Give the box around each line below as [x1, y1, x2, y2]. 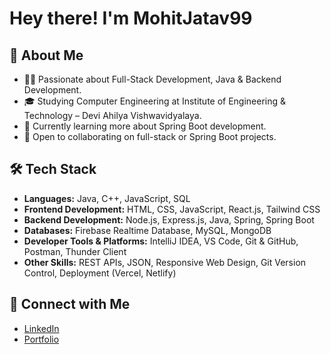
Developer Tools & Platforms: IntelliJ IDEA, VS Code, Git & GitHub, [23, 235, 299, 247]
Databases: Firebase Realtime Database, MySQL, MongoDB [23, 224, 272, 236]
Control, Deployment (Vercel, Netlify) [23, 267, 177, 279]
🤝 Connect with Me [9, 296, 131, 313]
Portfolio [23, 333, 60, 345]
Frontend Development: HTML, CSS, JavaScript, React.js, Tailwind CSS [23, 203, 321, 215]
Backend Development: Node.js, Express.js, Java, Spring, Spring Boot [23, 213, 315, 226]
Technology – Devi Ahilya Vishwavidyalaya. [23, 110, 202, 121]
